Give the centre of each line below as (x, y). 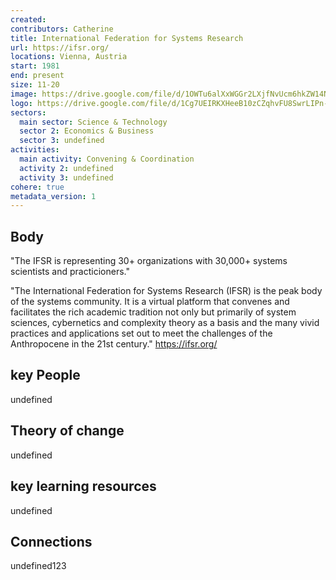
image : (24, 94)
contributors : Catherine (62, 29)
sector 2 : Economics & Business (87, 131)
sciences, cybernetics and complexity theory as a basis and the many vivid (165, 323)
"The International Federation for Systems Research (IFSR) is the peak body (166, 291)
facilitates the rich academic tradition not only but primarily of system (153, 312)
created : (28, 19)
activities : (35, 150)
